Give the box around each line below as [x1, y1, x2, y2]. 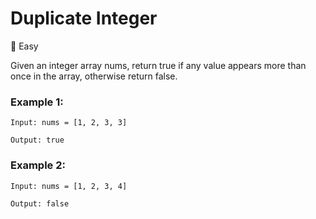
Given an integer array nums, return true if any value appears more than [10, 59, 307, 71]
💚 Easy [10, 40, 39, 52]
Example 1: [10, 95, 64, 109]
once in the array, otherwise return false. [10, 70, 178, 82]
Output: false [10, 198, 70, 209]
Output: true [10, 135, 65, 146]
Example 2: [10, 158, 66, 172]
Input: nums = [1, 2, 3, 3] [10, 118, 128, 128]
